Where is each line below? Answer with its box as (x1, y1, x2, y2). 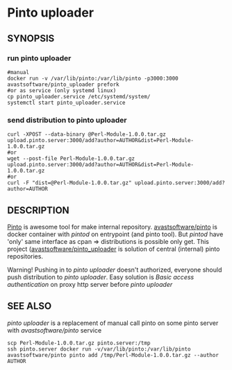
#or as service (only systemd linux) (7, 87, 117, 94)
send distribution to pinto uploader (7, 115, 127, 125)
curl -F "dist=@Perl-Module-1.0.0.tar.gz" (7, 179, 132, 186)
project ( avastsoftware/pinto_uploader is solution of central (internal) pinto (7, 245, 220, 253)
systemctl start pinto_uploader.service (7, 99, 126, 106)
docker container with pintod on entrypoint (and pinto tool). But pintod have (7, 230, 224, 238)
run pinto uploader (7, 53, 72, 63)
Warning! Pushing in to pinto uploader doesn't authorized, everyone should (7, 265, 222, 274)
